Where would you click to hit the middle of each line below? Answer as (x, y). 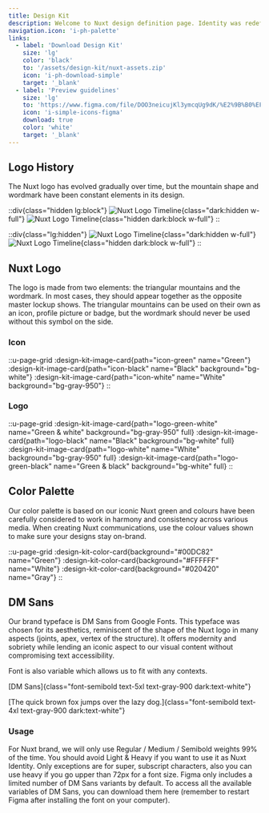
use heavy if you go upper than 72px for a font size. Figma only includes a (130, 775)
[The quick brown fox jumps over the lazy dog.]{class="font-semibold (123, 702)
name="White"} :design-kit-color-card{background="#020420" (114, 569)
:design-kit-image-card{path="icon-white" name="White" (130, 376)
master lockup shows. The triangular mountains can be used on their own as (134, 304)
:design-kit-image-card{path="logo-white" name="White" (104, 449)
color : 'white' (48, 127)
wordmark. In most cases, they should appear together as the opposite (125, 296)
